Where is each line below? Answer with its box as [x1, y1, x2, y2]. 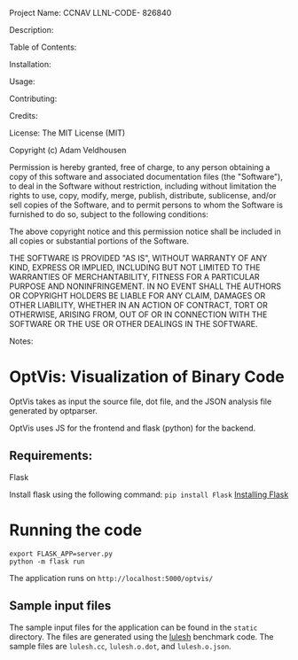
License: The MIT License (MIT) [9, 128, 126, 138]
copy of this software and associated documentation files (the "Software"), [9, 172, 284, 182]
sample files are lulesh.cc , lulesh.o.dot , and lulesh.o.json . [9, 641, 232, 651]
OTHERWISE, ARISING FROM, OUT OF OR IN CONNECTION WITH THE [9, 309, 268, 320]
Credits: [9, 111, 38, 120]
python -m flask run [9, 557, 86, 566]
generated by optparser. [9, 405, 98, 415]
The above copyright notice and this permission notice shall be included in [9, 226, 281, 237]
